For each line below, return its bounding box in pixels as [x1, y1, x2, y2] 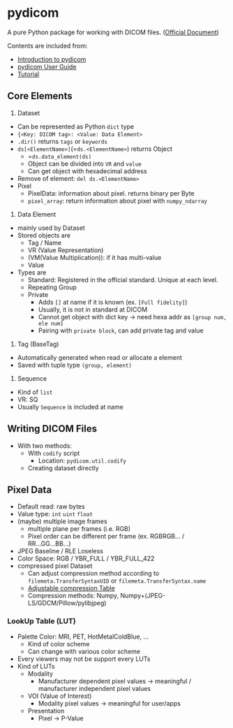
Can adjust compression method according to [27, 569, 160, 578]
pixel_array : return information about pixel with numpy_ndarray [27, 196, 208, 205]
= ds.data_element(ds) [27, 152, 92, 160]
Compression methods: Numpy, [27, 592, 119, 600]
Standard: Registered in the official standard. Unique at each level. [27, 275, 218, 284]
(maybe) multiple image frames [17, 517, 107, 525]
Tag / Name [27, 238, 61, 247]
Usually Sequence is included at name [17, 402, 123, 411]
